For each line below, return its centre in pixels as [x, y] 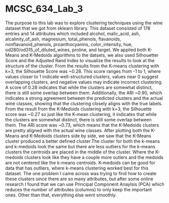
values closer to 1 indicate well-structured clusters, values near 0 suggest [82, 76]
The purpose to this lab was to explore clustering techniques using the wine [84, 23]
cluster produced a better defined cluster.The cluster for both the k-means [83, 141]
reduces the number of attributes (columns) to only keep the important [79, 189]
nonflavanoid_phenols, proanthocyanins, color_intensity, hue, [69, 44]
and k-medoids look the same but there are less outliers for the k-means [80, 146]
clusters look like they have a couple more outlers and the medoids [94, 157]
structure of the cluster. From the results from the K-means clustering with [82, 66]
